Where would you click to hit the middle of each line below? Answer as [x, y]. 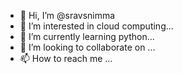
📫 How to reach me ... [66, 58]
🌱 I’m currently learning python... [87, 36]
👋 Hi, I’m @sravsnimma [67, 15]
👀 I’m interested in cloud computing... [96, 26]
